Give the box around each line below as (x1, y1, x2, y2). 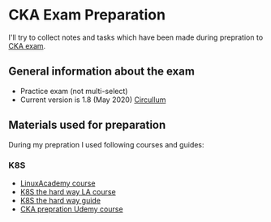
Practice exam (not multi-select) (19, 86, 128, 96)
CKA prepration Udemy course (19, 204, 123, 214)
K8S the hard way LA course (19, 186, 116, 196)
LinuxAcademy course (19, 178, 96, 188)
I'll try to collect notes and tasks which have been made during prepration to (8, 32, 264, 42)
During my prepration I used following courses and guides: (8, 139, 204, 149)
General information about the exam (8, 65, 195, 79)
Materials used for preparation (8, 118, 166, 132)
